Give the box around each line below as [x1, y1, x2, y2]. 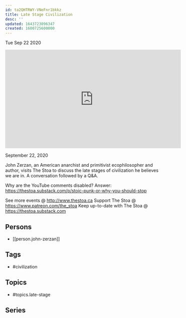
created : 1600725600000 [5, 26, 55, 31]
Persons [5, 222, 32, 231]
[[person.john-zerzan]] [12, 236, 60, 242]
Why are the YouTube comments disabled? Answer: [5, 182, 112, 188]
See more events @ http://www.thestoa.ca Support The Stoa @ [5, 197, 136, 203]
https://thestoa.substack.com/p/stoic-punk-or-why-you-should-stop [5, 188, 147, 194]
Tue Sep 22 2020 [5, 40, 41, 46]
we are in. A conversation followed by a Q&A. [5, 173, 99, 179]
